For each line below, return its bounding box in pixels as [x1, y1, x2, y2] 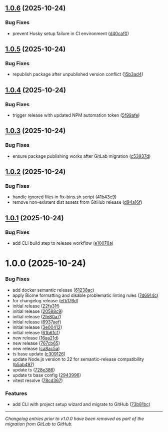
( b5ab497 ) [12, 361, 34, 367]
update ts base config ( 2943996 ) [12, 372, 81, 378]
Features [5, 390, 27, 397]
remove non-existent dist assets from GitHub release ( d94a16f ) [12, 199, 142, 205]
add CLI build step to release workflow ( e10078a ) [12, 240, 114, 246]
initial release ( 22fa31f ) [12, 303, 60, 309]
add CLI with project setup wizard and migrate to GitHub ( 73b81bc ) [12, 401, 151, 407]
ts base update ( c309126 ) [12, 350, 66, 357]
